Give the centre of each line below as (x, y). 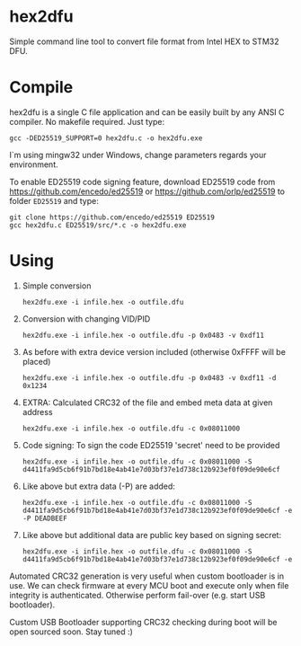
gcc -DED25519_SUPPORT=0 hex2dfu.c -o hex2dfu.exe (106, 138)
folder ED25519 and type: (54, 200)
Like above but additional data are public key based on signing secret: (151, 535)
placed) (36, 361)
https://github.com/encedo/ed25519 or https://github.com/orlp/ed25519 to (147, 191)
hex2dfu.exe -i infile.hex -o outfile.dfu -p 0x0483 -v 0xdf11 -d (149, 378)
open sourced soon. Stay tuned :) (71, 632)
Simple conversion (57, 286)
